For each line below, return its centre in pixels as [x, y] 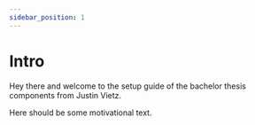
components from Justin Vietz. [66, 95]
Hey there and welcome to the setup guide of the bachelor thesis [127, 86]
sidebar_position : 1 [47, 17]
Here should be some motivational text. [81, 113]
